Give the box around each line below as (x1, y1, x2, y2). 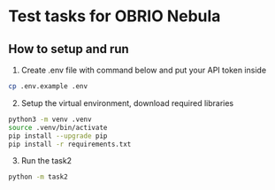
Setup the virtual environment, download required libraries (20, 97, 234, 108)
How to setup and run (8, 42, 129, 57)
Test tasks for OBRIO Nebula (8, 6, 221, 27)
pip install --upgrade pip (8, 131, 108, 141)
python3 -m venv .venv (8, 115, 92, 124)
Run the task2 (20, 156, 73, 166)
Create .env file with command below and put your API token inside (20, 65, 267, 75)
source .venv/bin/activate (8, 123, 108, 132)
